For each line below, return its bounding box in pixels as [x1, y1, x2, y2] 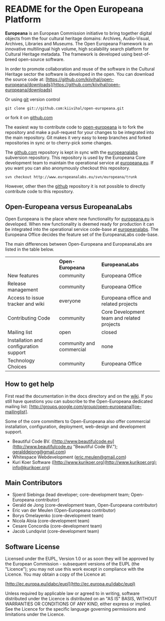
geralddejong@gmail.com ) [12, 449, 66, 455]
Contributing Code [7, 314, 51, 321]
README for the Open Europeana [5, 3, 143, 15]
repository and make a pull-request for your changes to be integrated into [5, 129, 154, 135]
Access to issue [7, 294, 44, 301]
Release [7, 280, 26, 287]
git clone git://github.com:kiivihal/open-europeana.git [5, 106, 124, 111]
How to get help [5, 380, 55, 389]
